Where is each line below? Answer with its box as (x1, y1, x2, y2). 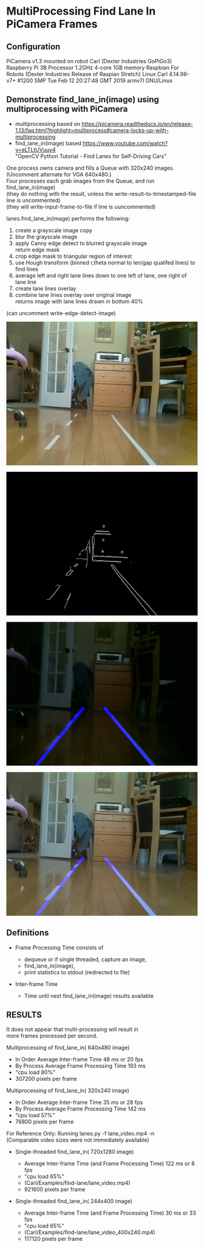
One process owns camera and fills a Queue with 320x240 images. (6, 164, 175, 172)
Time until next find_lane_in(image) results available (24, 992, 154, 999)
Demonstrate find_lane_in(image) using (6, 94, 160, 105)
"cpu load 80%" (15, 1069, 56, 1076)
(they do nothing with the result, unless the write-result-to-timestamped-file (6, 190, 196, 197)
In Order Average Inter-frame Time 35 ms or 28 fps (15, 1099, 143, 1106)
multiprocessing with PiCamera (6, 104, 128, 114)
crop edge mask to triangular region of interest (15, 252, 132, 260)
